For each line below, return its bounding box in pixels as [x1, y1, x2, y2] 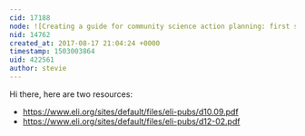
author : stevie [9, 64, 67, 73]
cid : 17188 [9, 13, 51, 23]
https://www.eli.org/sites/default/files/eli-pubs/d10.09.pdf [22, 106, 239, 117]
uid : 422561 [9, 55, 54, 64]
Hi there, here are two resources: [9, 88, 133, 100]
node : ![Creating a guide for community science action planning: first [9, 22, 290, 31]
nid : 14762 [9, 30, 51, 39]
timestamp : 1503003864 [9, 47, 95, 56]
